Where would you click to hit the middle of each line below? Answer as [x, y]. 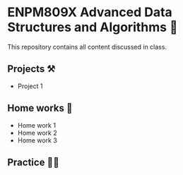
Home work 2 [37, 133]
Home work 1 [37, 125]
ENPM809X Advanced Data [90, 12]
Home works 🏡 [40, 108]
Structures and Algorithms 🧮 [93, 27]
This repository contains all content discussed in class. [87, 47]
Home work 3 [37, 140]
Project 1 [30, 86]
